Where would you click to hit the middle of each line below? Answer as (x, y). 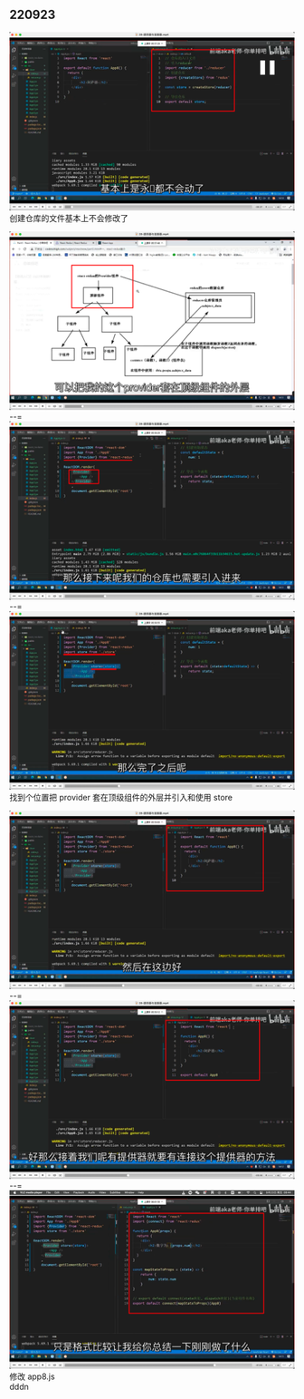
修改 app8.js (33, 1376)
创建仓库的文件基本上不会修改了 (69, 218)
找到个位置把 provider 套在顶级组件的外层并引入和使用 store (121, 797)
